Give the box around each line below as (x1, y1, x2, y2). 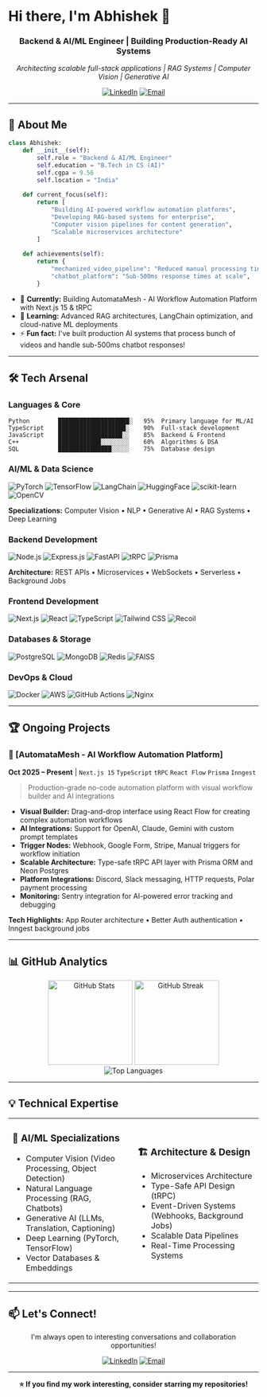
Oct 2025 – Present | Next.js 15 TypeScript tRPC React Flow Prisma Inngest (8, 767, 257, 777)
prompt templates (19, 832, 78, 841)
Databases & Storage (8, 634, 91, 645)
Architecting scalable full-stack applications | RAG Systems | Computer (16, 64, 251, 73)
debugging (19, 899, 56, 909)
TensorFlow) (25, 1243, 73, 1254)
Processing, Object (25, 1163, 97, 1174)
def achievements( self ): (22, 250, 105, 258)
